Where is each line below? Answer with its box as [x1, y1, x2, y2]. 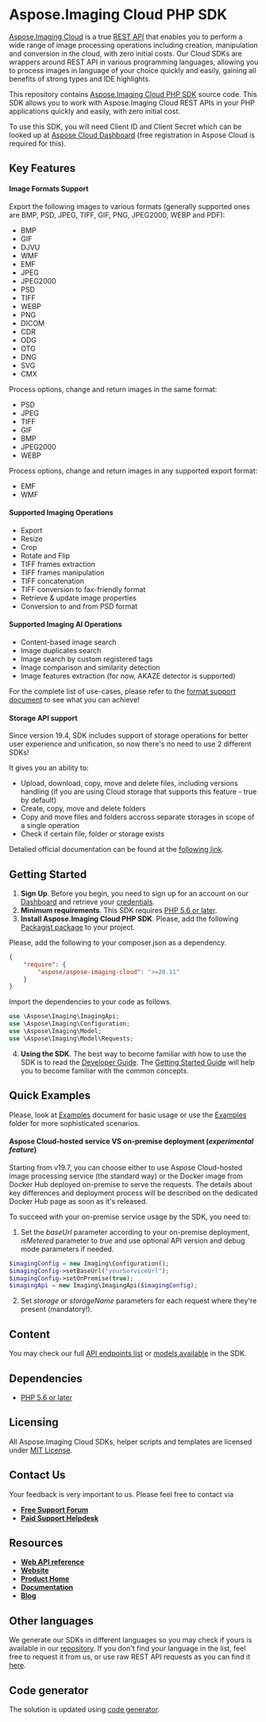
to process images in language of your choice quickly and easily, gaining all [9, 65, 256, 75]
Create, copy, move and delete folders [20, 804, 146, 814]
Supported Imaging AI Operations [9, 620, 122, 629]
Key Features [9, 161, 76, 176]
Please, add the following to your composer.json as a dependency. [9, 938, 227, 947]
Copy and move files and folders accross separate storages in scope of [20, 812, 255, 822]
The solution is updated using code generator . [9, 1705, 160, 1714]
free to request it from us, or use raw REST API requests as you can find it [9, 1652, 251, 1662]
